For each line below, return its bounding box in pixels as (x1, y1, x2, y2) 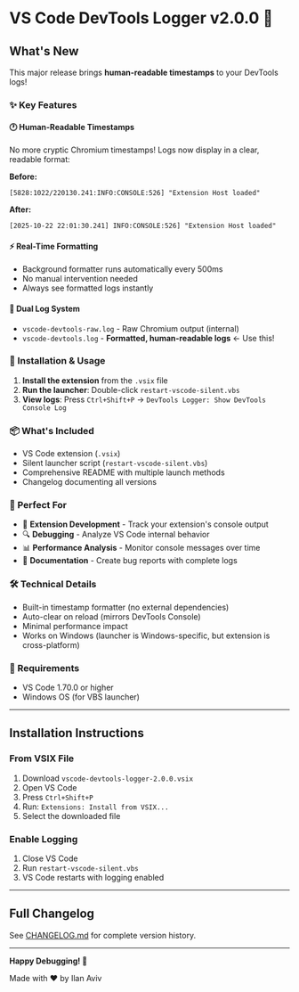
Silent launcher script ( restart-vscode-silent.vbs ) (21, 458, 208, 469)
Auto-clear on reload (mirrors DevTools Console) (21, 611, 202, 622)
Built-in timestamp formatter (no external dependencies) (21, 602, 230, 612)
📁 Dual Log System (9, 303, 80, 314)
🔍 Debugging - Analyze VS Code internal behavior (21, 529, 211, 540)
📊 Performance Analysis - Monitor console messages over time (21, 543, 261, 553)
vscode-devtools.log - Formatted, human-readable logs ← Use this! (21, 332, 275, 343)
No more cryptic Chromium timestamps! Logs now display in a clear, (9, 144, 260, 155)
